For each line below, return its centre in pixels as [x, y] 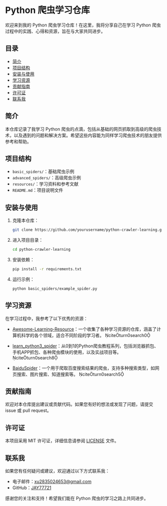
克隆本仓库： [25, 220]
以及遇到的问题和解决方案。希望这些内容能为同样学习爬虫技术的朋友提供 [88, 135]
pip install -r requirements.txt [47, 269]
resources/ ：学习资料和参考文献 [45, 184]
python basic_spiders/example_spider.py [55, 289]
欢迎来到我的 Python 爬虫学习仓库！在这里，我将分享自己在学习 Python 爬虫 [83, 25]
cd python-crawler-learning [41, 250]
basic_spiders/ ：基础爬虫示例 [43, 171]
